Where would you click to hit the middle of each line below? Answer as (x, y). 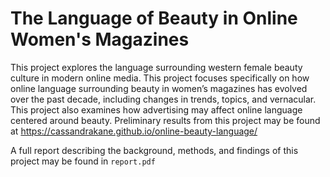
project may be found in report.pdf (83, 161)
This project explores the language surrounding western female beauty (156, 67)
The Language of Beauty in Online (154, 18)
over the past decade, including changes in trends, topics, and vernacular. (163, 99)
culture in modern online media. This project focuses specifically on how (160, 78)
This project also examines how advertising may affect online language (156, 109)
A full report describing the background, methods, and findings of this (154, 150)
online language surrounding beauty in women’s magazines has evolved (159, 88)
